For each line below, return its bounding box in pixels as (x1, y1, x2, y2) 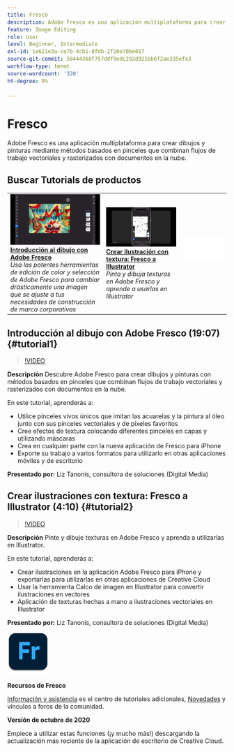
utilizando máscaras (17, 434, 75, 443)
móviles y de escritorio (17, 457, 84, 465)
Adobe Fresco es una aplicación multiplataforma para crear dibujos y (7, 139, 205, 147)
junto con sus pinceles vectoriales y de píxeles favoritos (17, 420, 178, 428)
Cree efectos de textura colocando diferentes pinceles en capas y (17, 427, 208, 436)
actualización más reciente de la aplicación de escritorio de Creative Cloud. (7, 737, 224, 745)
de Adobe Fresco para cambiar (10, 275, 100, 283)
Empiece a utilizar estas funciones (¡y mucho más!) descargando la (7, 729, 200, 737)
